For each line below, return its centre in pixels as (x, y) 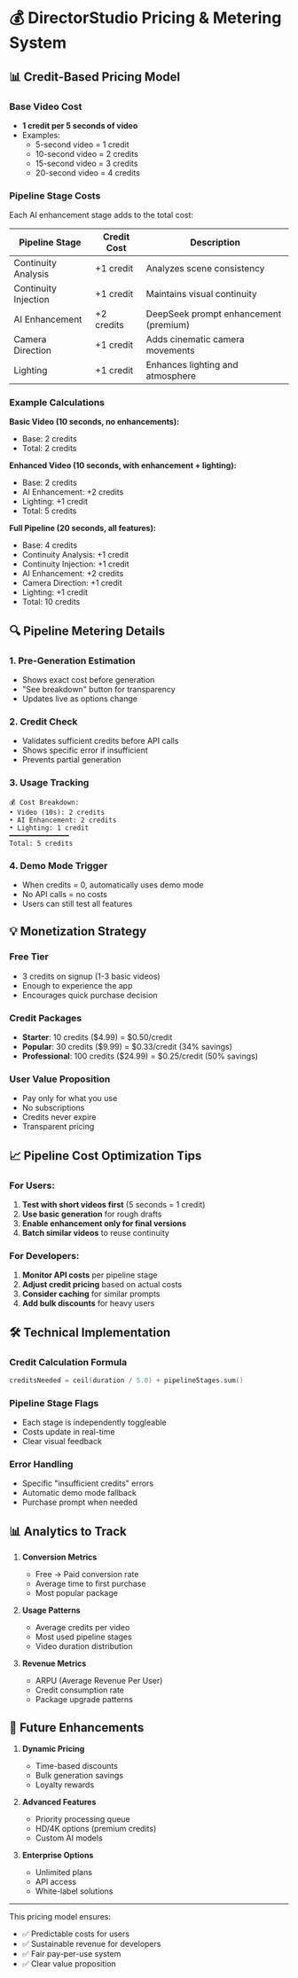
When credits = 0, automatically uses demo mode (113, 885)
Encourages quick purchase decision (90, 995)
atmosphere (171, 376)
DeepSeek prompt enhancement (214, 314)
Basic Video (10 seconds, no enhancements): (94, 422)
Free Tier (29, 957)
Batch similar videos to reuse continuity (96, 1233)
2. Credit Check (43, 722)
